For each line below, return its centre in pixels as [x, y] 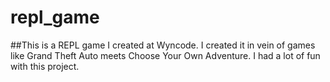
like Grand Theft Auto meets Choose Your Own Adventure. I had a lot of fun [165, 55]
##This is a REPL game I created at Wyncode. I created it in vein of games [163, 45]
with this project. [45, 66]
